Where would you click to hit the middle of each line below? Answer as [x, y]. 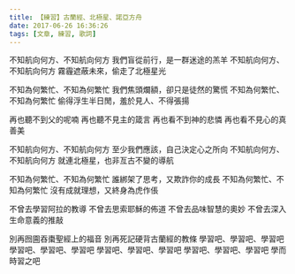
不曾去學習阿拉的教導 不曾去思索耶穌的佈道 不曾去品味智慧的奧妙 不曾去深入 [148, 209]
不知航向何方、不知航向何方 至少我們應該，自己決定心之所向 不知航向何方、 [147, 149]
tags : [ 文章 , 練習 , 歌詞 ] [53, 34]
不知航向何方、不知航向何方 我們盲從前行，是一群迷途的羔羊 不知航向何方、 [147, 60]
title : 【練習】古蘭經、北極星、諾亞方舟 [76, 17]
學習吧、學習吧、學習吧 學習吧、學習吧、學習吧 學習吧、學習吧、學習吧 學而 [148, 250]
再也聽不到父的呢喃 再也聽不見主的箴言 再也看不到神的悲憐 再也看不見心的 [144, 119]
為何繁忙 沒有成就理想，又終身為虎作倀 [87, 190]
